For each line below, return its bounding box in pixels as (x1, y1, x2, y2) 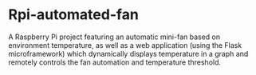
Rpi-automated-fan (8, 6, 140, 24)
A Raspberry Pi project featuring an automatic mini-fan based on (8, 32, 221, 41)
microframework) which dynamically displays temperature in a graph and (8, 49, 249, 58)
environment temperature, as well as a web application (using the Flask (8, 40, 242, 49)
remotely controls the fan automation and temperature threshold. (8, 57, 222, 67)
